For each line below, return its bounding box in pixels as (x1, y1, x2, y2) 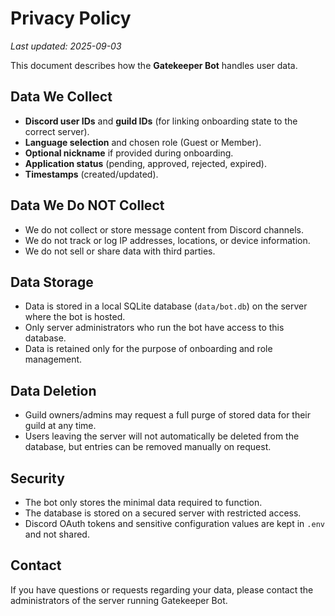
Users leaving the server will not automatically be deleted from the (24, 430, 300, 442)
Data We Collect (10, 88, 113, 106)
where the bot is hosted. (24, 311, 126, 323)
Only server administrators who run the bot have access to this (24, 322, 285, 334)
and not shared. (24, 528, 90, 540)
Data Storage (10, 273, 94, 291)
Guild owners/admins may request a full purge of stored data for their (24, 409, 312, 421)
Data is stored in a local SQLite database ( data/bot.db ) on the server (24, 300, 308, 312)
